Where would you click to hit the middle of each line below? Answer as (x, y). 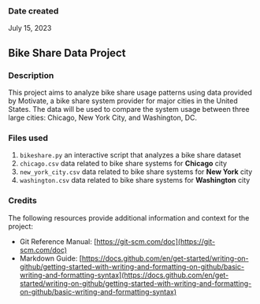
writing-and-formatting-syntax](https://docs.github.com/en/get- (124, 275)
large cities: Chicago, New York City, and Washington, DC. (103, 117)
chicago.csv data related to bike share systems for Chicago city (123, 164)
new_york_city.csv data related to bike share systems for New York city (136, 172)
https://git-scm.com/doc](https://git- (156, 241)
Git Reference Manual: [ (58, 241)
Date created (33, 11)
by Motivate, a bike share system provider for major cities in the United (123, 101)
